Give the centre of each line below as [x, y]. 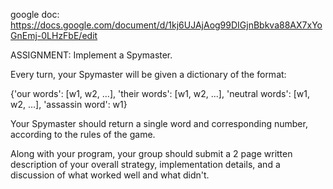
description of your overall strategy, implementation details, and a [145, 164]
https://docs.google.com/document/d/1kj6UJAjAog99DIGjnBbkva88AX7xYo [166, 25]
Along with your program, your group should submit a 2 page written [151, 153]
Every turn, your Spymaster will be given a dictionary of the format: [148, 74]
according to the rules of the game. [83, 134]
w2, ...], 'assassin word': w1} [69, 104]
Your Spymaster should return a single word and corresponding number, [159, 123]
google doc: [35, 14]
